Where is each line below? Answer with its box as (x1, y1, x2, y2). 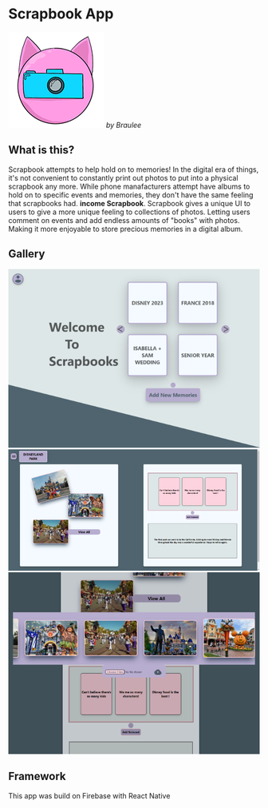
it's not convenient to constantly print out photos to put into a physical (8, 173, 238, 182)
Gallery (8, 247, 45, 261)
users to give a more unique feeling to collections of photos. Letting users (8, 207, 250, 217)
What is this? (8, 143, 75, 157)
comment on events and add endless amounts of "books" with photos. (8, 215, 240, 225)
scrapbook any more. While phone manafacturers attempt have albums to (8, 181, 250, 191)
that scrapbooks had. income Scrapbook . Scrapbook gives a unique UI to (8, 198, 251, 208)
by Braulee (105, 120, 142, 129)
